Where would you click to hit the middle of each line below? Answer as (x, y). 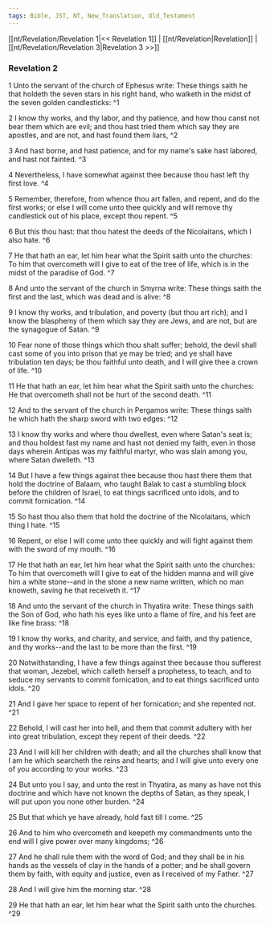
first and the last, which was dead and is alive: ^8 (90, 296)
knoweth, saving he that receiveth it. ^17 (74, 590)
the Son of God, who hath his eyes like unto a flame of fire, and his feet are (132, 614)
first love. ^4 (29, 183)
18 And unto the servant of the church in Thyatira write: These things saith (131, 605)
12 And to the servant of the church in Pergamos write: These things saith (130, 410)
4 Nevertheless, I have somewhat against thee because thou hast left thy (129, 174)
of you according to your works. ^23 (68, 768)
